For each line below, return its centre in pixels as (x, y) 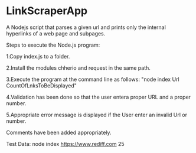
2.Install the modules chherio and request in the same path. (78, 68)
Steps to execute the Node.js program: (53, 45)
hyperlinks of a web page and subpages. (56, 33)
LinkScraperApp (47, 11)
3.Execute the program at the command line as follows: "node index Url (93, 79)
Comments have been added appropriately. (59, 132)
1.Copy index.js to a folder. (38, 56)
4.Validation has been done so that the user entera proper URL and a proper (98, 97)
